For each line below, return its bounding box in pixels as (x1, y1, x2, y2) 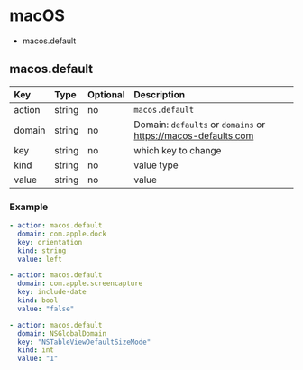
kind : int (17, 346, 54, 355)
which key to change (133, 143, 222, 156)
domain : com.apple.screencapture (17, 279, 143, 289)
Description (133, 88, 186, 100)
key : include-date (17, 288, 87, 297)
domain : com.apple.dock (17, 229, 106, 238)
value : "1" (17, 354, 59, 364)
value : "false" (17, 304, 75, 313)
